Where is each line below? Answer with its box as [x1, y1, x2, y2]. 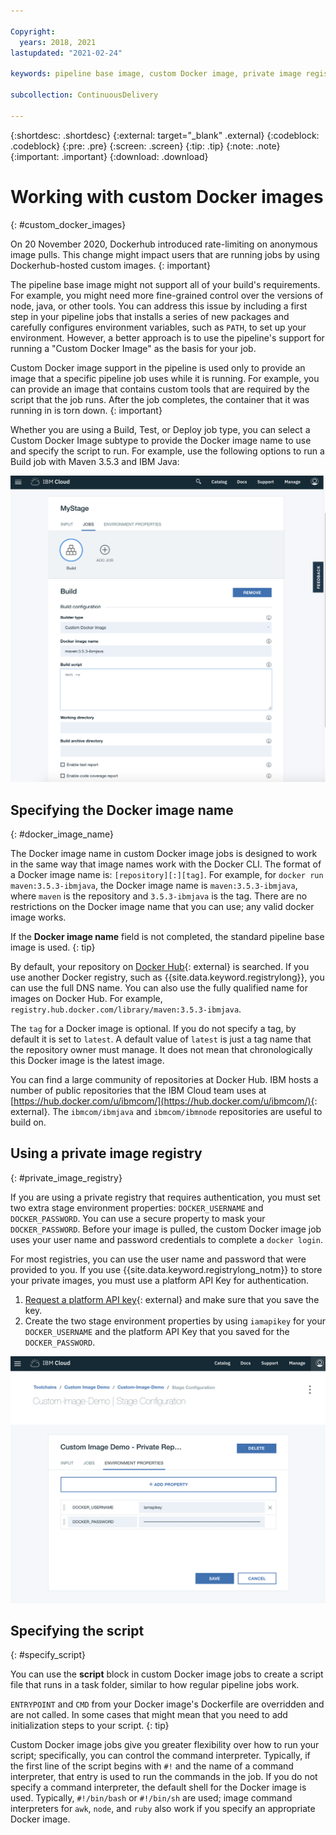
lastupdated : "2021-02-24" [10, 48, 123, 58]
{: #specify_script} [10, 1649, 86, 1661]
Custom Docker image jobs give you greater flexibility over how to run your [10, 1739, 320, 1751]
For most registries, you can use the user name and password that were [10, 1253, 307, 1265]
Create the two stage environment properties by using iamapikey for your [24, 1315, 326, 1327]
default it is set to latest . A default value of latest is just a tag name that [10, 1033, 312, 1045]
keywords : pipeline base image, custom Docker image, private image [10, 69, 302, 79]
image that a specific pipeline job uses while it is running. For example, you [10, 372, 320, 384]
